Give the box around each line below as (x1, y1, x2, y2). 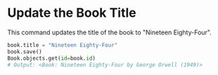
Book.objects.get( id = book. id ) (7, 55, 96, 62)
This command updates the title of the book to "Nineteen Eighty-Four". (7, 28, 212, 36)
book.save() (7, 48, 42, 55)
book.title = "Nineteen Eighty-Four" (7, 41, 118, 48)
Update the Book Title (7, 5, 137, 21)
